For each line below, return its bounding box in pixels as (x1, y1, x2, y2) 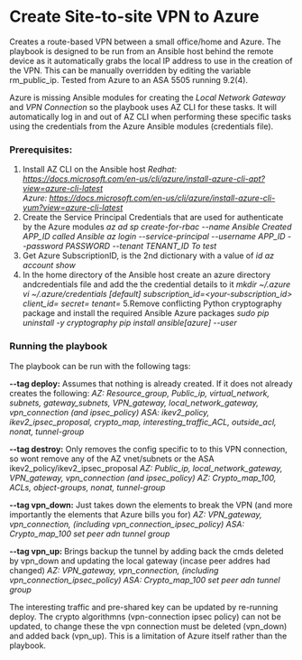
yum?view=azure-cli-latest (22, 202, 124, 213)
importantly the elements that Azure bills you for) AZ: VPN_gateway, (9, 508, 262, 520)
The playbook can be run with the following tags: (9, 360, 191, 371)
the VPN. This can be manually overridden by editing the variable (9, 65, 252, 76)
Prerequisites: (9, 143, 73, 155)
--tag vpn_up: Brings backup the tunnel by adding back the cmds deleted (9, 545, 284, 556)
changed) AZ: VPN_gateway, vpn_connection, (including (9, 564, 219, 575)
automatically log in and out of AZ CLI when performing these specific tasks (9, 111, 292, 122)
